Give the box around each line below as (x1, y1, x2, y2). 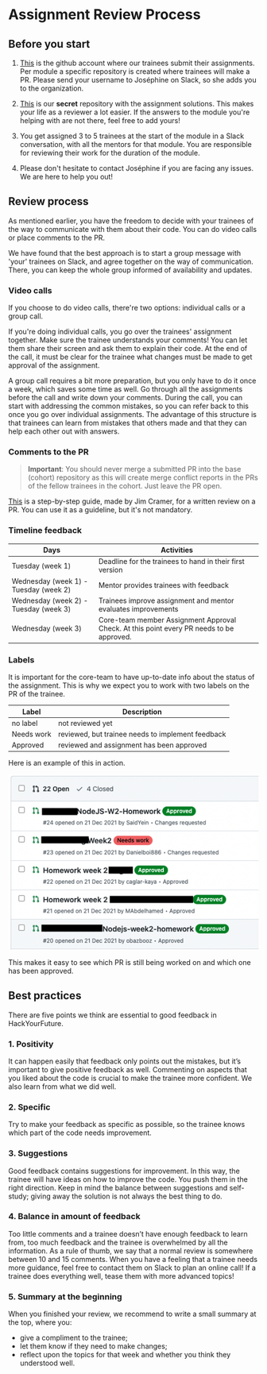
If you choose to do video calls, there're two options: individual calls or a (8, 303, 246, 313)
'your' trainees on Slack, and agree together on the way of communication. (8, 257, 254, 266)
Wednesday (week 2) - (11, 596, 89, 605)
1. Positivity (8, 1038, 54, 1049)
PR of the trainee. (8, 689, 66, 698)
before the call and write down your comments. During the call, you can (8, 393, 243, 403)
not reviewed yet (58, 718, 113, 728)
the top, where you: (8, 1318, 72, 1327)
